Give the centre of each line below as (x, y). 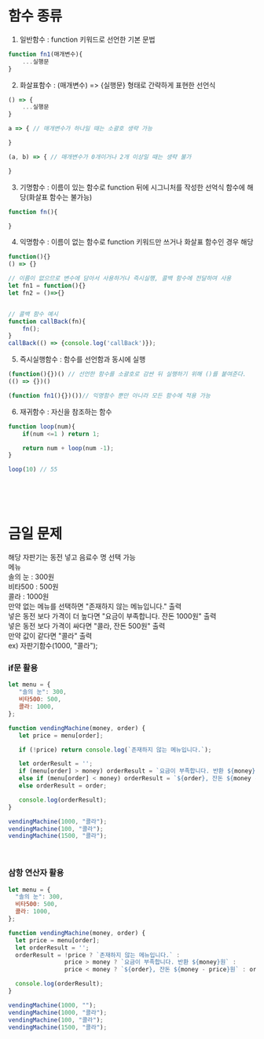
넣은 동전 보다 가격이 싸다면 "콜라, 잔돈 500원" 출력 (87, 626)
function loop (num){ (42, 426)
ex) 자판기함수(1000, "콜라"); (53, 646)
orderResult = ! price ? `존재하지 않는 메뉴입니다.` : (98, 955)
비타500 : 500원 (33, 587)
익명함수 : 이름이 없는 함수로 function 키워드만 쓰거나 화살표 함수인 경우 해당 (136, 242)
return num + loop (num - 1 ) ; (68, 448)
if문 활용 (23, 668)
